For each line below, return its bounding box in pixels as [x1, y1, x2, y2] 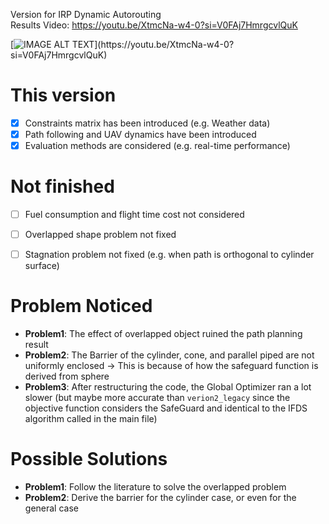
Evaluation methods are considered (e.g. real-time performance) [24, 140, 291, 152]
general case [24, 502, 79, 514]
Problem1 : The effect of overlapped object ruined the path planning [24, 328, 303, 340]
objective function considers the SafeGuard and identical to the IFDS [24, 402, 308, 414]
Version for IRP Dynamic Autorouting [10, 9, 162, 20]
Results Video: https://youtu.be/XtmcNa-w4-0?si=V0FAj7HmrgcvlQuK [10, 19, 298, 31]
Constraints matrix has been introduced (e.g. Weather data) [24, 117, 271, 129]
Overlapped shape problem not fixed [24, 229, 177, 241]
